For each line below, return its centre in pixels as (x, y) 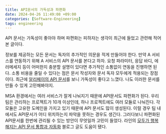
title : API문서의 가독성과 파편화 (35, 10)
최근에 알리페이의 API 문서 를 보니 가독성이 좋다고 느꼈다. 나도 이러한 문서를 (88, 79)
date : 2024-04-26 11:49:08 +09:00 (41, 14)
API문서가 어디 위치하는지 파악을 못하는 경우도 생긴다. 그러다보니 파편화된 (89, 114)
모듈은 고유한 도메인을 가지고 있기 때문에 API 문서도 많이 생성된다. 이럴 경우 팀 (81, 108)
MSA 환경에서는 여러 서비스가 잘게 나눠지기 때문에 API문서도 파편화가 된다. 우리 (82, 96)
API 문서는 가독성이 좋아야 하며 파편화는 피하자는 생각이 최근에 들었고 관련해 (79, 38)
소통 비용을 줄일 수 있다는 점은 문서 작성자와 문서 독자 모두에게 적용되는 (80, 73)
